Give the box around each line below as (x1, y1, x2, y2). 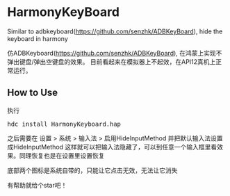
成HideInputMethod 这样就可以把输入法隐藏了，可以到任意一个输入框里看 (7, 142, 217, 151)
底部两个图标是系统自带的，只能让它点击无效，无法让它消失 (7, 166, 178, 174)
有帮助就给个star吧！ (7, 181, 67, 189)
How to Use (7, 87, 58, 99)
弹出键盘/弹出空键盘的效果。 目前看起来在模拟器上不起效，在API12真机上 (7, 57, 216, 66)
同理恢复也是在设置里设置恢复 (19, 151, 105, 160)
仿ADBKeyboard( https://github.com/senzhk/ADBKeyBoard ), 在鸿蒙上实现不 (7, 49, 222, 57)
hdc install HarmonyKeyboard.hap (7, 120, 122, 128)
